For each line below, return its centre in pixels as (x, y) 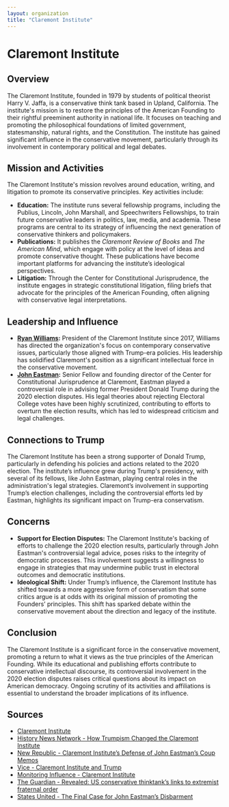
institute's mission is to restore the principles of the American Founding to (111, 110)
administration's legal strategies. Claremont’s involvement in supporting (108, 485)
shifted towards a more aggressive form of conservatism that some (111, 589)
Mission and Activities (55, 168)
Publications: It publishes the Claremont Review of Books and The (111, 242)
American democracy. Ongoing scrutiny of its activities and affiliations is (109, 686)
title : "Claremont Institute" (50, 20)
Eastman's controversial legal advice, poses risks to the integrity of (111, 552)
